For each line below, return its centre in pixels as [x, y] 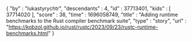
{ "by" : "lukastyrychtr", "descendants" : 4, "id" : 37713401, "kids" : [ [89, 8]
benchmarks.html [27, 33]
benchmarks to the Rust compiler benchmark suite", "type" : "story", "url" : [96, 21]
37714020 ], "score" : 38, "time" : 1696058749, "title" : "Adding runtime [92, 15]
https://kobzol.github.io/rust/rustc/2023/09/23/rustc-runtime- [83, 27]
